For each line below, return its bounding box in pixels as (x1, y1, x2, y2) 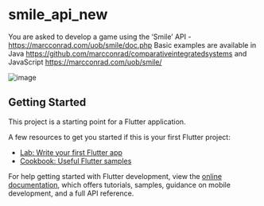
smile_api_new (8, 6, 108, 24)
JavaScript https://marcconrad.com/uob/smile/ (8, 57, 162, 67)
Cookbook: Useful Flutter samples (19, 156, 132, 165)
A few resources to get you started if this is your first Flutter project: (8, 132, 231, 142)
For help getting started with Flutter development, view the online (8, 171, 223, 181)
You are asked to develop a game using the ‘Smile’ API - (8, 32, 192, 41)
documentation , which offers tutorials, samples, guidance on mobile (8, 180, 231, 189)
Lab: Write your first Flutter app (19, 147, 123, 157)
